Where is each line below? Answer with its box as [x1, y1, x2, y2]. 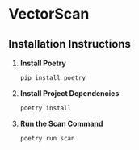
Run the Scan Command [19, 119, 103, 128]
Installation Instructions [8, 37, 132, 51]
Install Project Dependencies [19, 88, 120, 98]
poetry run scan [19, 134, 75, 142]
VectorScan [8, 5, 90, 23]
